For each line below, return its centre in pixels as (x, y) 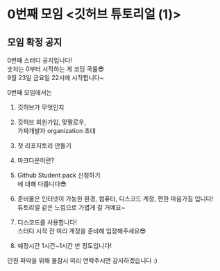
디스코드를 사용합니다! (47, 222)
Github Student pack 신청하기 (59, 175)
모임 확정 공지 (35, 42)
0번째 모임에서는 (29, 92)
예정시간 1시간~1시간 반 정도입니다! (65, 246)
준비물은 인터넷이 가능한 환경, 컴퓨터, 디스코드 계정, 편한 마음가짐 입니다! (115, 199)
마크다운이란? (36, 160)
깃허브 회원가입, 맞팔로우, (52, 122)
